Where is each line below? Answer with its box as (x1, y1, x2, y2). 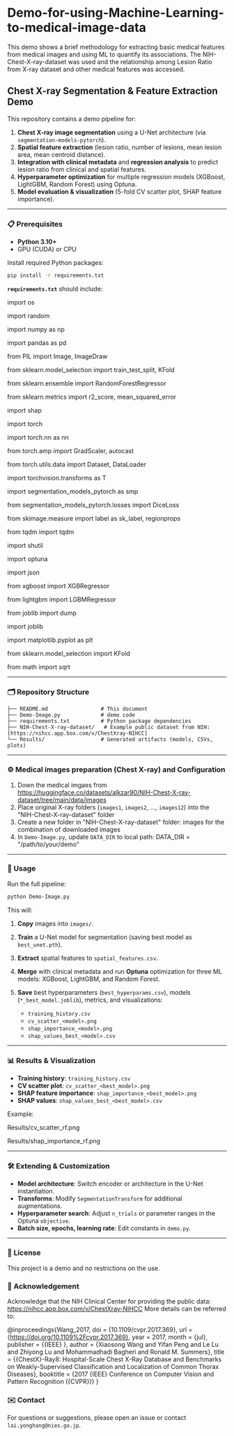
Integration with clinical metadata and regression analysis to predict (17, 158, 219, 166)
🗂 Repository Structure (7, 687, 89, 696)
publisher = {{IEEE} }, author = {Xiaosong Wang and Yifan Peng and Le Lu (7, 1340, 219, 1348)
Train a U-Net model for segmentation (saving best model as (17, 933, 193, 941)
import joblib (7, 622, 44, 630)
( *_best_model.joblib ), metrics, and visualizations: (17, 995, 164, 1004)
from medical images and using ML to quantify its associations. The (7, 50, 201, 59)
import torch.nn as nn (7, 433, 70, 441)
